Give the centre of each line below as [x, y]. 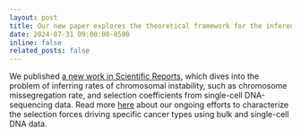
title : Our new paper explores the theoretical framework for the [136, 26]
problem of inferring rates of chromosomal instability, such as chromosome [148, 86]
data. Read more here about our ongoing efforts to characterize [172, 105]
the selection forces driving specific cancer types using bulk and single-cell [149, 115]
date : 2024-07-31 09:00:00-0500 [69, 34]
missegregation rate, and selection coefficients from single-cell [126, 96]
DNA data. [28, 124]
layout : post [34, 17]
